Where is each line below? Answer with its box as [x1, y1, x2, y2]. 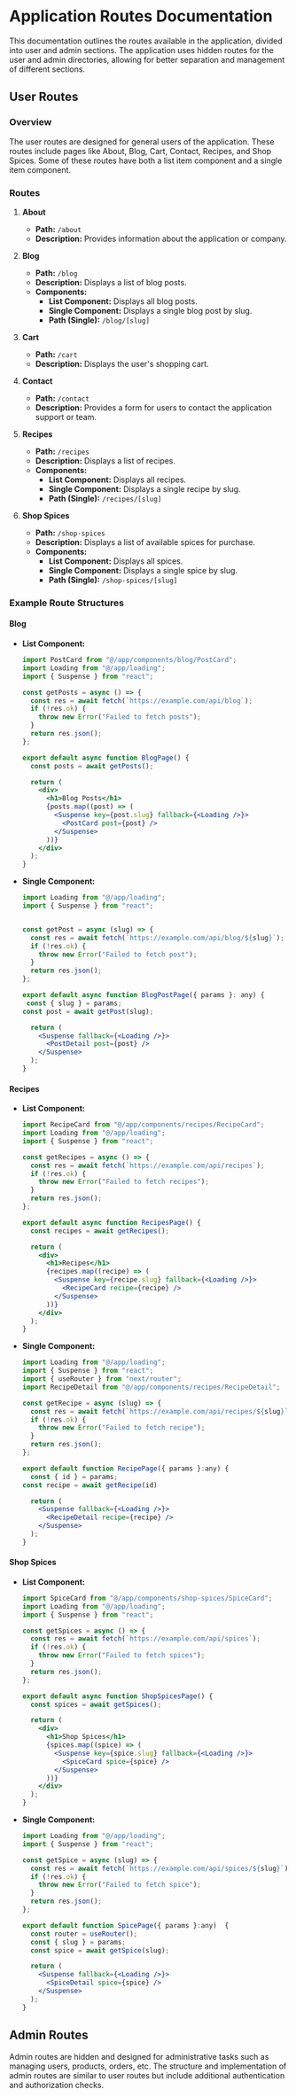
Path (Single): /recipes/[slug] [48, 493, 162, 503]
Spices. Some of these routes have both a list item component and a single [9, 155, 283, 166]
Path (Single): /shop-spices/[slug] [48, 574, 178, 585]
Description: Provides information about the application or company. [35, 233, 287, 244]
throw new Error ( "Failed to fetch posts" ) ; [38, 713, 202, 721]
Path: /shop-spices [35, 527, 106, 538]
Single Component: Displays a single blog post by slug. [48, 305, 253, 316]
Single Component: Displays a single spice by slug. [48, 565, 238, 575]
